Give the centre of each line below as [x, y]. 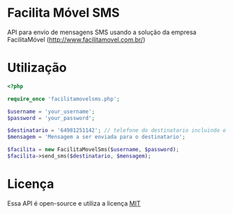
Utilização [37, 68]
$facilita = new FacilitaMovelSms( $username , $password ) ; [93, 150]
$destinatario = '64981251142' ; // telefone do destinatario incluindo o [117, 130]
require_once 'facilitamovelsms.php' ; [63, 99]
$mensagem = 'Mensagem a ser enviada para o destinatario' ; [97, 137]
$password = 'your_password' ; [51, 118]
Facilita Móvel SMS [63, 13]
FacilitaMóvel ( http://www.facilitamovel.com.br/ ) [76, 39]
